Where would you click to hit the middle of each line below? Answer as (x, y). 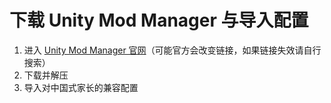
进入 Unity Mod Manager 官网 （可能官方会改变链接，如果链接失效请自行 (172, 50)
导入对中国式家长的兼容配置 (81, 87)
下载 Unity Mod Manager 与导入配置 (159, 20)
